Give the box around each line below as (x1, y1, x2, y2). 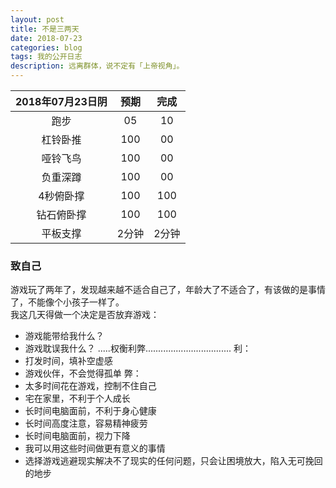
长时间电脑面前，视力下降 (24, 430, 131, 442)
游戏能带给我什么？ (24, 330, 105, 342)
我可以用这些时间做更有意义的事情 (24, 442, 166, 455)
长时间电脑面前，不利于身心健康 (24, 405, 157, 417)
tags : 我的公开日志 (10, 52, 83, 62)
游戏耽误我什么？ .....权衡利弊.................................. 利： (24, 342, 252, 355)
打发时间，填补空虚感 (24, 355, 113, 367)
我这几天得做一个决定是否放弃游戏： (10, 309, 160, 321)
